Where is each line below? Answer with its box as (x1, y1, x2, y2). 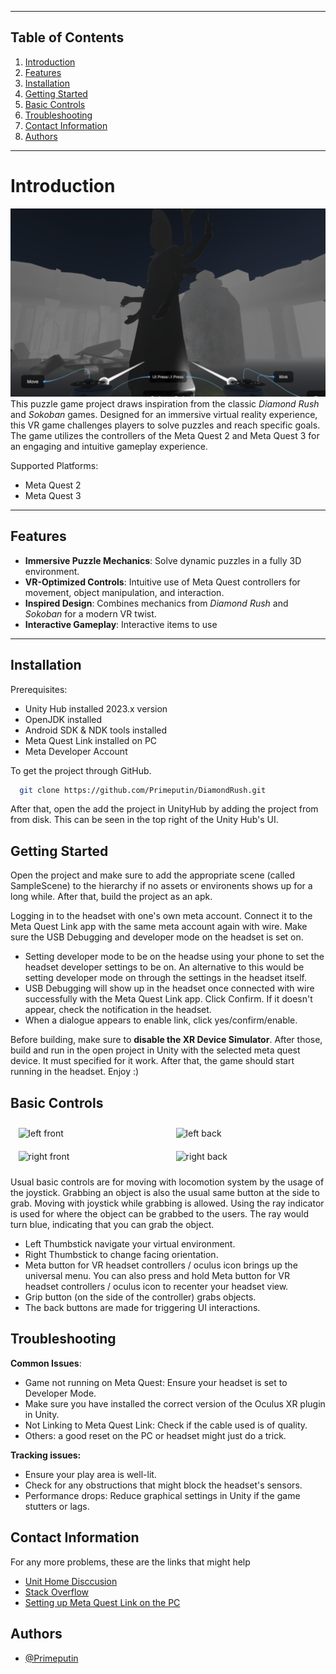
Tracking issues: (10, 1449, 82, 1461)
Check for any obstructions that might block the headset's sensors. (24, 1479, 303, 1491)
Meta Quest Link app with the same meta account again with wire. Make (10, 921, 308, 933)
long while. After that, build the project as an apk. (10, 891, 213, 903)
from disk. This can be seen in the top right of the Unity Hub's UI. (10, 814, 279, 826)
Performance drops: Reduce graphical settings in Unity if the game (24, 1489, 301, 1501)
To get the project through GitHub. (10, 764, 152, 776)
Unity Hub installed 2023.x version (24, 702, 168, 715)
